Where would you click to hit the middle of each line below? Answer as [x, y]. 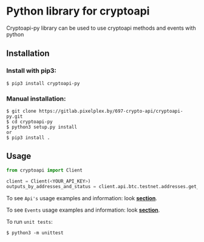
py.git [15, 116]
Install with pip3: [31, 71]
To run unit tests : [29, 222]
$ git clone [21, 111]
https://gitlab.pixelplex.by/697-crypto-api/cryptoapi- [111, 111]
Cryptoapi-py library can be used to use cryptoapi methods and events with [101, 28]
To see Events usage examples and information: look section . [83, 210]
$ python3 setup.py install [42, 127]
